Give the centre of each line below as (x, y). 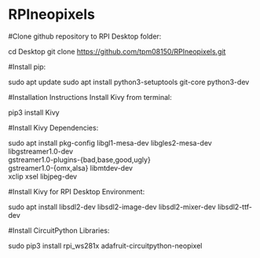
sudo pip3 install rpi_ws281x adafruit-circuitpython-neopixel (105, 245)
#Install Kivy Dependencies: (53, 127)
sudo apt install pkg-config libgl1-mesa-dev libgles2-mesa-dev (110, 142)
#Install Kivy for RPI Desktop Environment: (77, 191)
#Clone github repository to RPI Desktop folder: (85, 36)
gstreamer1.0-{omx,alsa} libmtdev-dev (71, 168)
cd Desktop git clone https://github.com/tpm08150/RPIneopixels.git (117, 51)
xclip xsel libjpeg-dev (42, 176)
